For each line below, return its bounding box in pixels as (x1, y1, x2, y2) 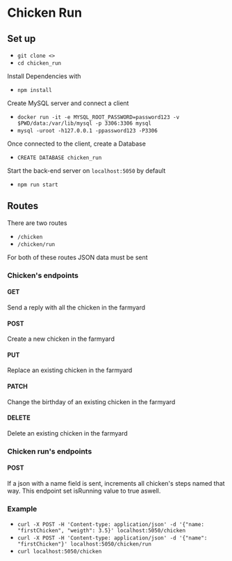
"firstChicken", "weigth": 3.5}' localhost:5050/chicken (17, 528, 186, 535)
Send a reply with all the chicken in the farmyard (7, 303, 146, 312)
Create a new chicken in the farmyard (7, 335, 115, 343)
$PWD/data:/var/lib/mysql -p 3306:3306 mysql (17, 120, 151, 127)
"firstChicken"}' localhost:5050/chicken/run (17, 541, 151, 548)
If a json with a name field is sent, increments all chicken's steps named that (7, 479, 225, 487)
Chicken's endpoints (7, 270, 78, 280)
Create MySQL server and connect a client (7, 99, 129, 107)
